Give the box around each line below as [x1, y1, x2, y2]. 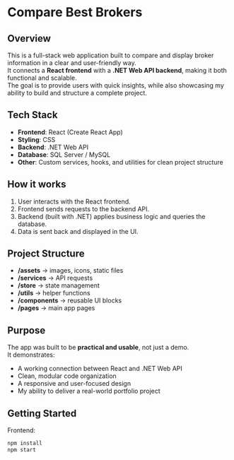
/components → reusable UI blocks [17, 296, 122, 305]
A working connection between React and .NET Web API [17, 365, 182, 373]
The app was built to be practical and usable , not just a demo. [7, 343, 189, 352]
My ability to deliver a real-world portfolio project [17, 387, 160, 396]
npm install [7, 440, 42, 447]
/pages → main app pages [17, 304, 95, 312]
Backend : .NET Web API [17, 143, 89, 151]
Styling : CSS [17, 135, 56, 143]
